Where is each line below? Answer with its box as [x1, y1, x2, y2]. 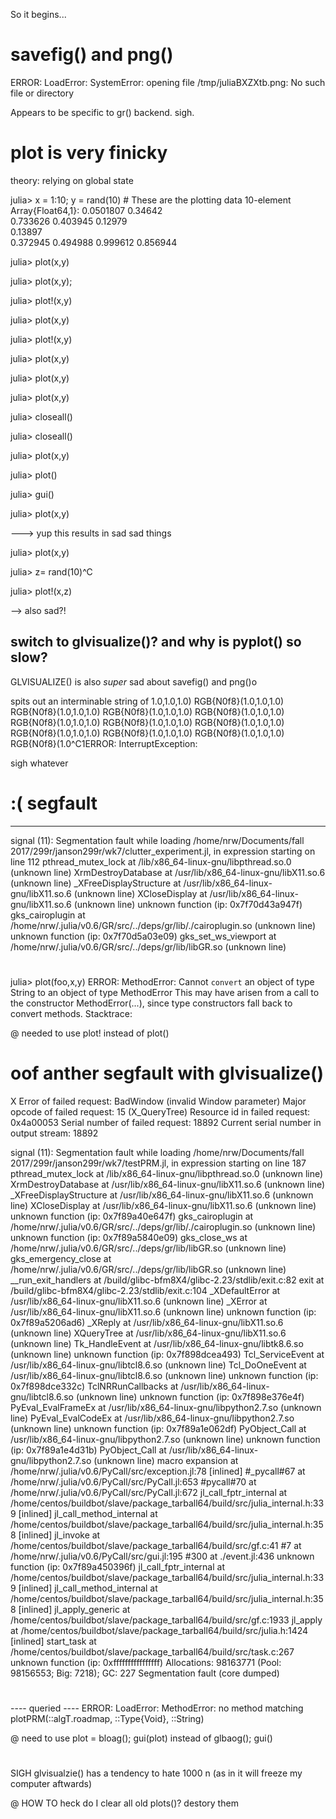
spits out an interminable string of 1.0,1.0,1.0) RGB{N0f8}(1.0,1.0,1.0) [10, 695, 285, 707]
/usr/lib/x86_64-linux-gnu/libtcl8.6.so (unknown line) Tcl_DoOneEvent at [10, 1359, 307, 1371]
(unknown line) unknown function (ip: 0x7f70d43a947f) [73, 898, 303, 910]
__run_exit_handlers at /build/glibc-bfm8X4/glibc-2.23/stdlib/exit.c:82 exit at [10, 1274, 325, 1286]
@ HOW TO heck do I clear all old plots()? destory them [10, 1797, 239, 1809]
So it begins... [10, 9, 67, 20]
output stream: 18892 [10, 1127, 99, 1139]
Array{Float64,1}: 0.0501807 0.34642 [10, 204, 163, 216]
